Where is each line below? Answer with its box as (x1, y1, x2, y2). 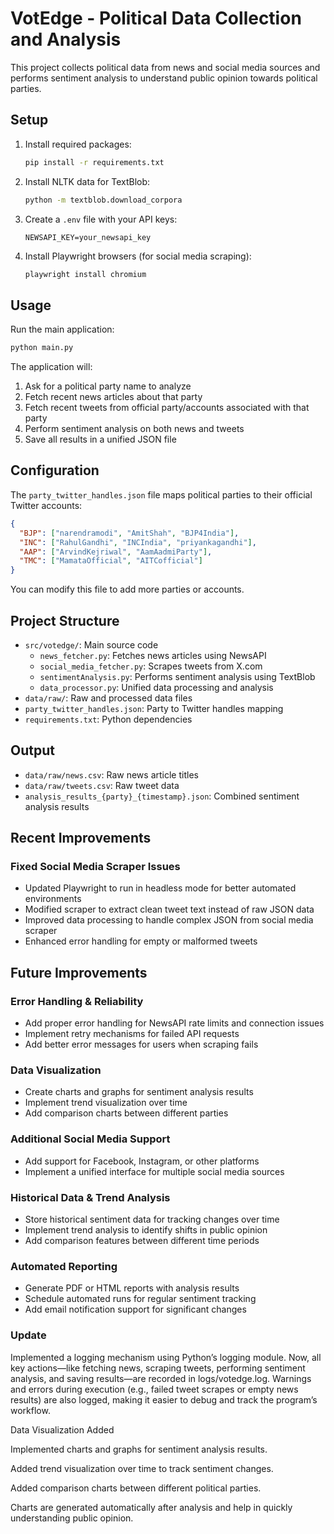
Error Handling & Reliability (10, 994, 144, 1008)
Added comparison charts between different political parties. (10, 1482, 262, 1494)
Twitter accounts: (10, 499, 83, 511)
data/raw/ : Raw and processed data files (24, 692, 193, 704)
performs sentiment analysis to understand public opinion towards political (10, 72, 318, 84)
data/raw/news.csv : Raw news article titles (24, 768, 199, 781)
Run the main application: (10, 323, 115, 336)
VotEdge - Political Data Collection (10, 7, 302, 30)
